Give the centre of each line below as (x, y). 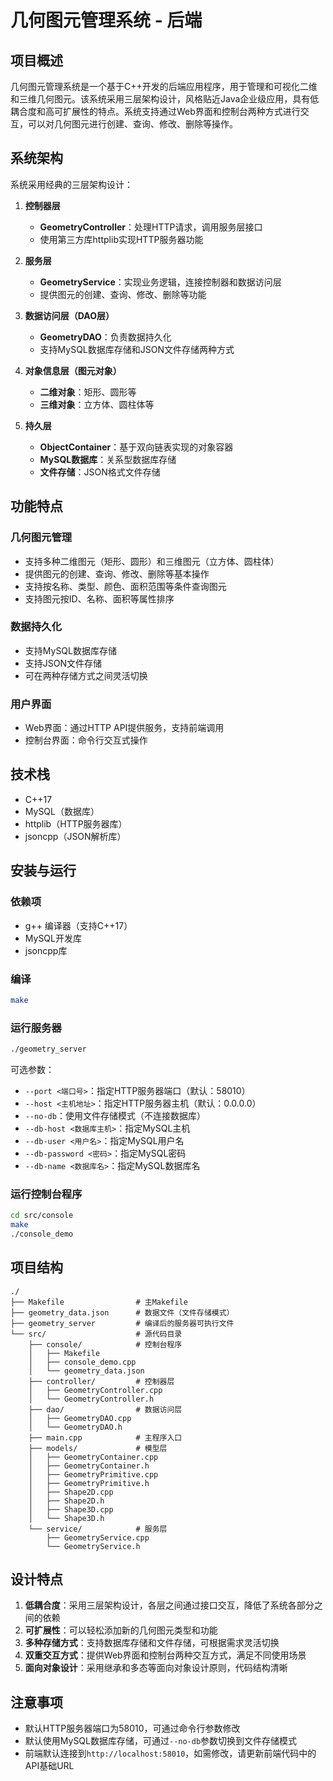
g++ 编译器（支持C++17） (78, 925)
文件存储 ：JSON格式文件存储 (100, 472)
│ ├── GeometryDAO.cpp (80, 1418)
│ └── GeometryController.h (91, 1399)
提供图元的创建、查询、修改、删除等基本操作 (117, 573)
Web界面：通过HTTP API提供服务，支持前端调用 (124, 728)
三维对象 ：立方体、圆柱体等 (97, 404)
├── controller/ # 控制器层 (101, 1381)
